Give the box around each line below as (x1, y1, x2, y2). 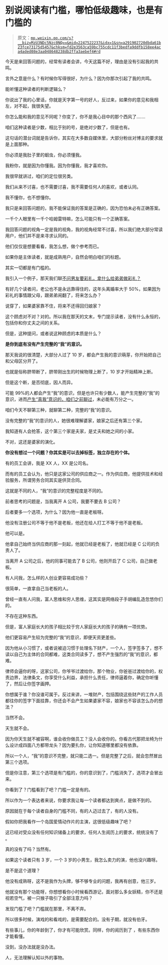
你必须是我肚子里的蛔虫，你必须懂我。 (5, 151, 84, 158)
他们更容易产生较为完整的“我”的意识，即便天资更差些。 (5, 634, 119, 640)
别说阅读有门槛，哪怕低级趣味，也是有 (5, 5, 163, 16)
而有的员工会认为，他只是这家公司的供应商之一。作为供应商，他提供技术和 (5, 471, 158, 477)
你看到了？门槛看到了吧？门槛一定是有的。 (5, 787, 93, 793)
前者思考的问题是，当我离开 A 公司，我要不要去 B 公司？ (5, 498, 121, 504)
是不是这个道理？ (5, 867, 40, 873)
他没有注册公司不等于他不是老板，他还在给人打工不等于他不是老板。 (5, 519, 145, 525)
